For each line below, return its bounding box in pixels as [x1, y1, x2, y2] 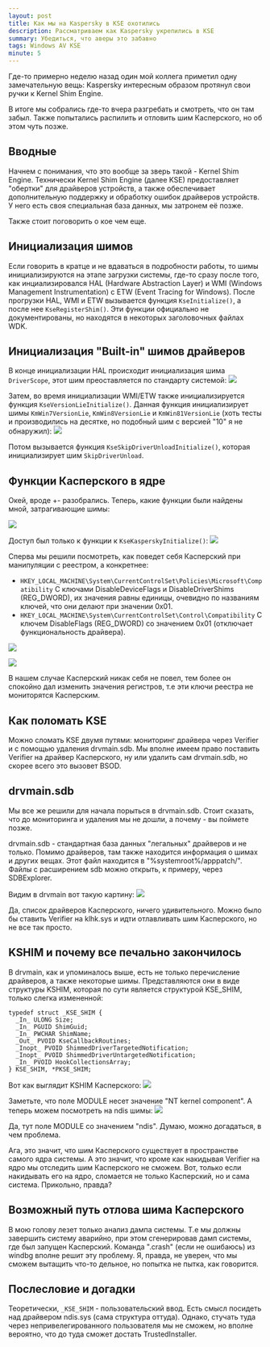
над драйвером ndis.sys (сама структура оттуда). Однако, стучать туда [8, 1312, 256, 1322]
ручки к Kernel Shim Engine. [8, 89, 103, 98]
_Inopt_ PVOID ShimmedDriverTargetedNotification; [15, 1043, 189, 1052]
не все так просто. [8, 922, 73, 932]
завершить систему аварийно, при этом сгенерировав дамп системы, [8, 1233, 251, 1243]
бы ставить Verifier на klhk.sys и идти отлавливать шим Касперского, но [8, 913, 258, 923]
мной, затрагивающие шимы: [8, 504, 110, 514]
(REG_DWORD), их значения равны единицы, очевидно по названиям [19, 593, 260, 602]
